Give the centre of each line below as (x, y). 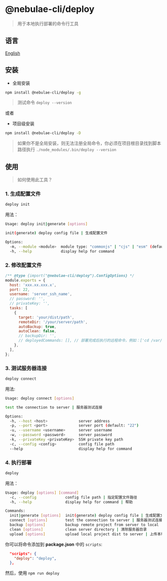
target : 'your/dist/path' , (46, 317)
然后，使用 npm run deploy (32, 573)
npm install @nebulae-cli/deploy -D (43, 133)
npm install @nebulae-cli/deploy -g (43, 92)
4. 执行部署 (18, 462)
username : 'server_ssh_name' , (41, 294)
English (13, 53)
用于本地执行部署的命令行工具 (48, 23)
